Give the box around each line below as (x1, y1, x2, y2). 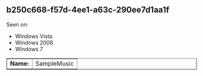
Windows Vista (14, 33, 53, 40)
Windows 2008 (14, 39, 53, 46)
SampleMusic (35, 59, 74, 68)
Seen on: (6, 21, 29, 28)
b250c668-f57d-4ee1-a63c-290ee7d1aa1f (6, 5, 170, 15)
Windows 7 (14, 45, 43, 52)
